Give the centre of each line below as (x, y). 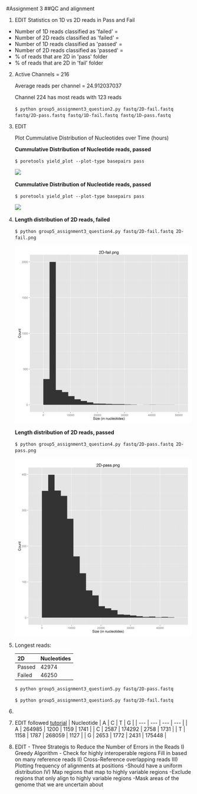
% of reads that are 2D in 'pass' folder (61, 56)
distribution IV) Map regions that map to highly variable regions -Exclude (103, 772)
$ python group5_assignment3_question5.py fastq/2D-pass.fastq (94, 689)
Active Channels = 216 (42, 74)
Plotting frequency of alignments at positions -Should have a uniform (98, 766)
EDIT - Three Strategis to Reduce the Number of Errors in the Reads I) (99, 747)
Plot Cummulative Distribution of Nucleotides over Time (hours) (92, 138)
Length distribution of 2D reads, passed (64, 432)
